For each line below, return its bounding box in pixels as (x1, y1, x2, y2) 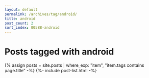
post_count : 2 (4, 20, 34, 26)
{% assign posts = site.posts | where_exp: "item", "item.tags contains (4, 62, 145, 68)
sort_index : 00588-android (4, 25, 60, 30)
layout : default (4, 7, 38, 12)
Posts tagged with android (4, 46, 114, 58)
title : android (4, 16, 36, 21)
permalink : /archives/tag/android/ (4, 12, 77, 17)
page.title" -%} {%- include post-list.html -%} (4, 68, 97, 74)
